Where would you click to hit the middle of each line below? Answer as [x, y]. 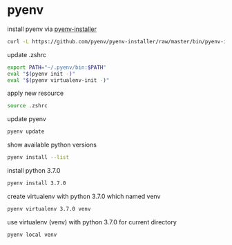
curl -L [18, 41]
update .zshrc [27, 54]
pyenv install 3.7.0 [37, 183]
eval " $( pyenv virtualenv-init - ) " [58, 80]
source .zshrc [28, 106]
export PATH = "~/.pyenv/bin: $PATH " [57, 67]
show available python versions [52, 145]
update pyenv [27, 119]
